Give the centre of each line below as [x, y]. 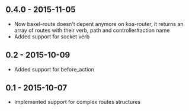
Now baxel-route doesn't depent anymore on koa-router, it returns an [99, 24]
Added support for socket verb [52, 36]
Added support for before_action [54, 69]
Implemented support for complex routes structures [77, 102]
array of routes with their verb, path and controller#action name [92, 30]
